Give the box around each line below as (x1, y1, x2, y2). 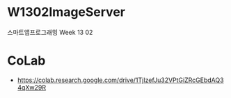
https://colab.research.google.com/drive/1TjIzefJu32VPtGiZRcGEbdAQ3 (17, 76, 224, 84)
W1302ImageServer (7, 4, 125, 20)
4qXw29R (17, 83, 47, 91)
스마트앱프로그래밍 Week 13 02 (7, 28, 93, 36)
